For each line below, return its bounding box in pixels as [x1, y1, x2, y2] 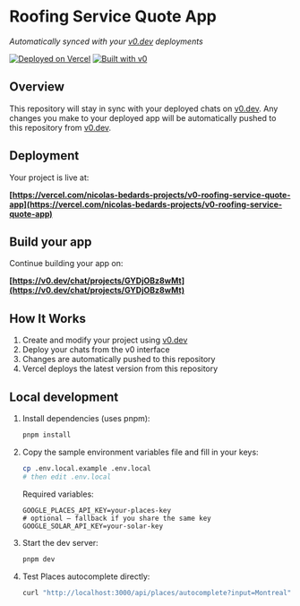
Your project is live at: [9, 172, 90, 183]
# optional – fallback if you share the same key [21, 514, 212, 523]
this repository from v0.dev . [9, 122, 112, 133]
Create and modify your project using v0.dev [21, 334, 188, 346]
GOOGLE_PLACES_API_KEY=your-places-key [21, 506, 172, 515]
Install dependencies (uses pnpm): [21, 413, 150, 423]
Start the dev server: [21, 537, 99, 548]
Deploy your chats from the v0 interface [21, 344, 170, 355]
